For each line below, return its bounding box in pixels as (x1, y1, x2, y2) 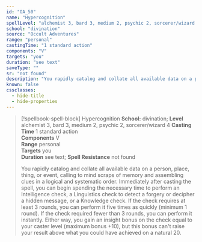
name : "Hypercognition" (6, 14, 66, 20)
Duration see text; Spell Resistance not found (20, 153, 136, 160)
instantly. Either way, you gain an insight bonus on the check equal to (20, 216, 192, 223)
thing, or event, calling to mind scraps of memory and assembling (20, 171, 184, 178)
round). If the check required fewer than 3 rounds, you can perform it (20, 209, 192, 217)
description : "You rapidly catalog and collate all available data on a (6, 76, 192, 82)
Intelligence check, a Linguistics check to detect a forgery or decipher (20, 190, 195, 197)
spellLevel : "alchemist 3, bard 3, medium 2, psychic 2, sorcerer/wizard (6, 20, 195, 26)
